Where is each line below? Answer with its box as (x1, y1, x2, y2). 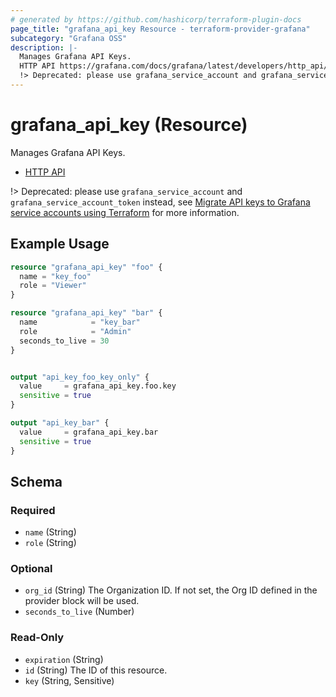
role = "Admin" (19, 326, 132, 336)
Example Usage (10, 236, 110, 253)
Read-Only (10, 631, 65, 645)
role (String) (24, 537, 77, 549)
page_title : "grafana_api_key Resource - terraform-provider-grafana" (10, 24, 311, 34)
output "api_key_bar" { (10, 418, 110, 428)
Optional (10, 562, 53, 576)
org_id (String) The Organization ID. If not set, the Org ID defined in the (24, 584, 318, 596)
